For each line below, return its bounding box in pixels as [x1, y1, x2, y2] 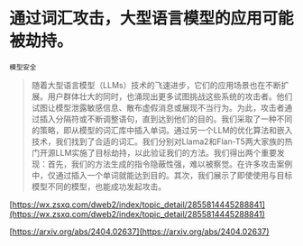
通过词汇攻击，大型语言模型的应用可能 [9, 8, 295, 29]
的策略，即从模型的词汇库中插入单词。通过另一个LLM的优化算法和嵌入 [31, 124, 293, 135]
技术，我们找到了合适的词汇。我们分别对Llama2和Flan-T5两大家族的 [31, 136, 286, 147]
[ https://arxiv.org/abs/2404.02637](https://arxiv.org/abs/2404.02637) [9, 226, 270, 237]
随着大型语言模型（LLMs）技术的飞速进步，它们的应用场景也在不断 [31, 79, 281, 90]
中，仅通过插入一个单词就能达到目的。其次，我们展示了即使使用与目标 [31, 169, 293, 180]
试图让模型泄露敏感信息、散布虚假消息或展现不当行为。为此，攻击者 [31, 102, 285, 113]
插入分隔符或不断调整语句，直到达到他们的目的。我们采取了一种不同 [39, 114, 293, 124]
